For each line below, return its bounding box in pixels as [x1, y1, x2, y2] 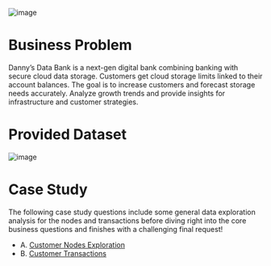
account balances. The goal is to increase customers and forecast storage [8, 79, 256, 89]
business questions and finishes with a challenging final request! [8, 224, 223, 234]
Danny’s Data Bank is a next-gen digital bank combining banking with [8, 62, 239, 72]
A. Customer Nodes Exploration [19, 239, 125, 250]
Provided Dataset [8, 125, 127, 144]
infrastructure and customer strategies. [8, 97, 139, 107]
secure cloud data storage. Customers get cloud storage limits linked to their [8, 71, 263, 81]
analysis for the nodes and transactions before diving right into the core [8, 215, 247, 226]
